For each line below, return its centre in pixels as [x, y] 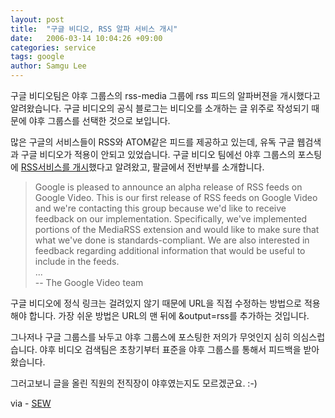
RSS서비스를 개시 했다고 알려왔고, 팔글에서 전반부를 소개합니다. [142, 167]
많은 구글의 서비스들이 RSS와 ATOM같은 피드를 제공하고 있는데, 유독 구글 [152, 142]
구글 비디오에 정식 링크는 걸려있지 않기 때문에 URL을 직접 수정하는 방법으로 [156, 303]
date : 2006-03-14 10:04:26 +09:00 [86, 38]
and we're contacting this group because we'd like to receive [160, 208]
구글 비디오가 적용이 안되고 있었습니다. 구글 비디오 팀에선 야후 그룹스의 [158, 154]
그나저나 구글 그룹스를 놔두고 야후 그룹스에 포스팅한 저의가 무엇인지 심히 [150, 337]
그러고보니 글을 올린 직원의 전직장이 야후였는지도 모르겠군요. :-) [134, 383]
